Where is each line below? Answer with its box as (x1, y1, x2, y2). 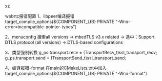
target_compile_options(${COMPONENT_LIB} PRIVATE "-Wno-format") (5, 71, 147, 76)
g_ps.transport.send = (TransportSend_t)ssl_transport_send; (5, 55, 126, 61)
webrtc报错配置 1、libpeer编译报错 (5, 13, 75, 19)
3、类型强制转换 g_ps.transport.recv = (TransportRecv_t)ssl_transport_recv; (5, 50, 157, 55)
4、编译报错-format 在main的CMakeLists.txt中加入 (5, 65, 107, 71)
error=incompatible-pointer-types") (5, 24, 77, 30)
